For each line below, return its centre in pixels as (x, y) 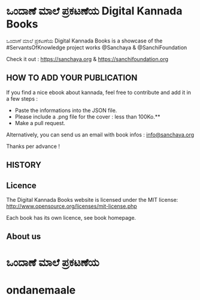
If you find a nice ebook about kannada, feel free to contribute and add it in (99, 92)
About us (24, 237)
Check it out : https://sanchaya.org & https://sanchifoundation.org (87, 59)
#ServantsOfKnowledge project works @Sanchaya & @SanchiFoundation (97, 47)
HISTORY (24, 165)
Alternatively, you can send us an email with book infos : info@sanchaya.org (100, 134)
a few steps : (22, 99)
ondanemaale (41, 290)
